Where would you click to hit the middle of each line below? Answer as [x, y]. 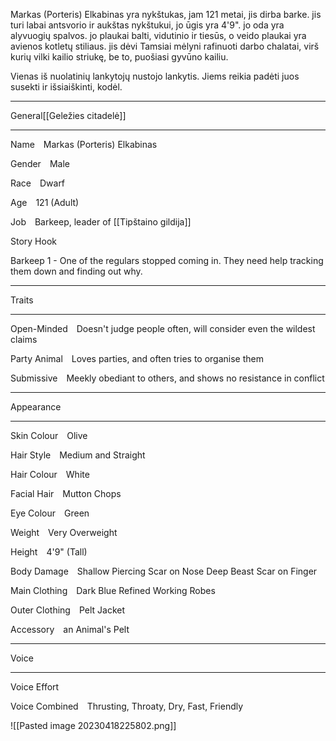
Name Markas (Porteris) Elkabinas [84, 144]
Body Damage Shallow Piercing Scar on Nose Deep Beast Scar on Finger [164, 571]
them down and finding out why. [76, 271]
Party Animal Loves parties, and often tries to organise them [137, 358]
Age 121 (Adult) [45, 202]
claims [24, 339]
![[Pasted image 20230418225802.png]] [93, 725]
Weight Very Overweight [64, 532]
